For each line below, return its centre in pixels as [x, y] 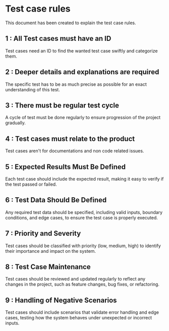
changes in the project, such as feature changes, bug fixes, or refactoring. [82, 284]
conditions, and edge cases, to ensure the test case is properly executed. [81, 217]
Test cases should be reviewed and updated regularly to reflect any [75, 279]
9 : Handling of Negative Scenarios [61, 300]
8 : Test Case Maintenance [48, 267]
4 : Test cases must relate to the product [70, 139]
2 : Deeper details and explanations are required [82, 72]
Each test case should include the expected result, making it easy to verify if [84, 179]
